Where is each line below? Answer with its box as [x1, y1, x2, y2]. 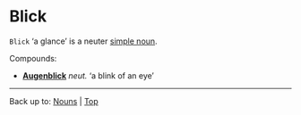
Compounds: [9, 53, 57, 63]
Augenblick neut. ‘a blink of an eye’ [21, 70, 154, 81]
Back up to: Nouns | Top [9, 95, 99, 106]
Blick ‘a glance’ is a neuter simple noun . [9, 36, 159, 46]
